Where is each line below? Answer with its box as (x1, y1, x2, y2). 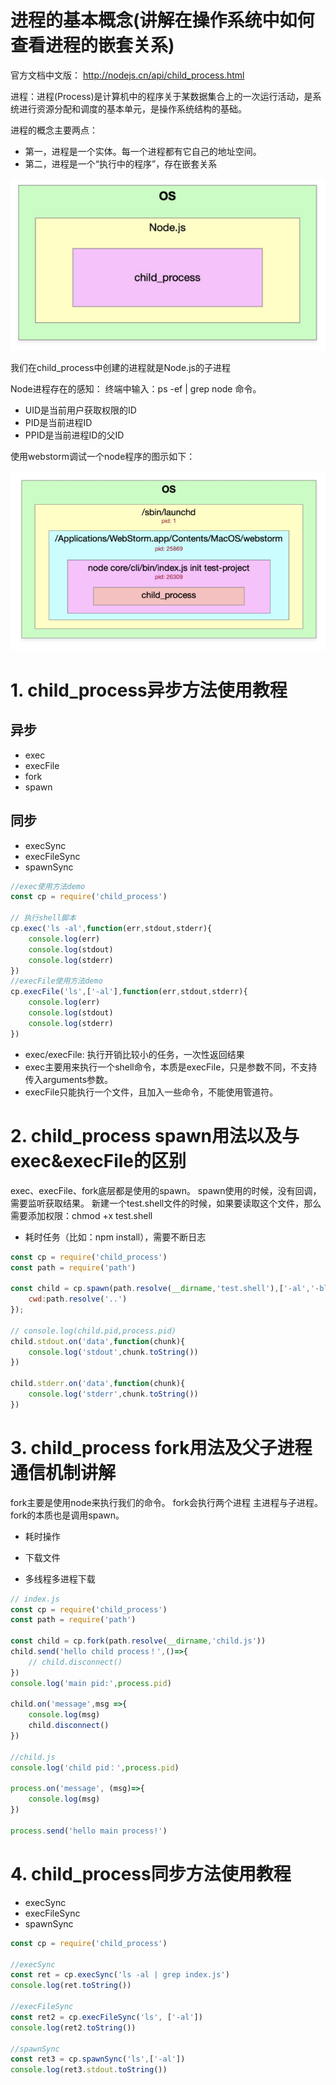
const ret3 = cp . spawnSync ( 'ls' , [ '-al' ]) (10, 2054, 186, 2065)
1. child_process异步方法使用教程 (10, 679, 288, 701)
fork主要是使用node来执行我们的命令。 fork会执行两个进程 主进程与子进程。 (10, 1496, 323, 1508)
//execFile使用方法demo (10, 976, 103, 986)
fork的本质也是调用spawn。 (10, 1509, 125, 1521)
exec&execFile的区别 (10, 1149, 187, 1172)
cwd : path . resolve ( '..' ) (28, 1294, 128, 1305)
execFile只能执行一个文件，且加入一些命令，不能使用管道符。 (24, 1086, 279, 1098)
